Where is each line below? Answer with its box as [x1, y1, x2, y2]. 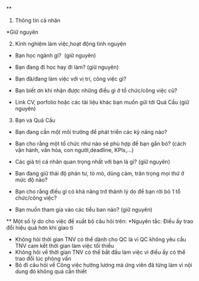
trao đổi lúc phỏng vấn [14, 255, 71, 262]
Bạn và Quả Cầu [14, 117, 55, 124]
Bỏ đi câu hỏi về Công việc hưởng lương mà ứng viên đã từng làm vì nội [14, 262, 192, 268]
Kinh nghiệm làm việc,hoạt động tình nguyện [14, 40, 127, 47]
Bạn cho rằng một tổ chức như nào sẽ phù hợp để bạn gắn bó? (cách [14, 140, 187, 147]
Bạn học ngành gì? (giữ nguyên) [14, 52, 96, 59]
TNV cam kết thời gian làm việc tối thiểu [14, 242, 115, 249]
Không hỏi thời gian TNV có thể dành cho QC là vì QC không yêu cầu [14, 236, 186, 243]
